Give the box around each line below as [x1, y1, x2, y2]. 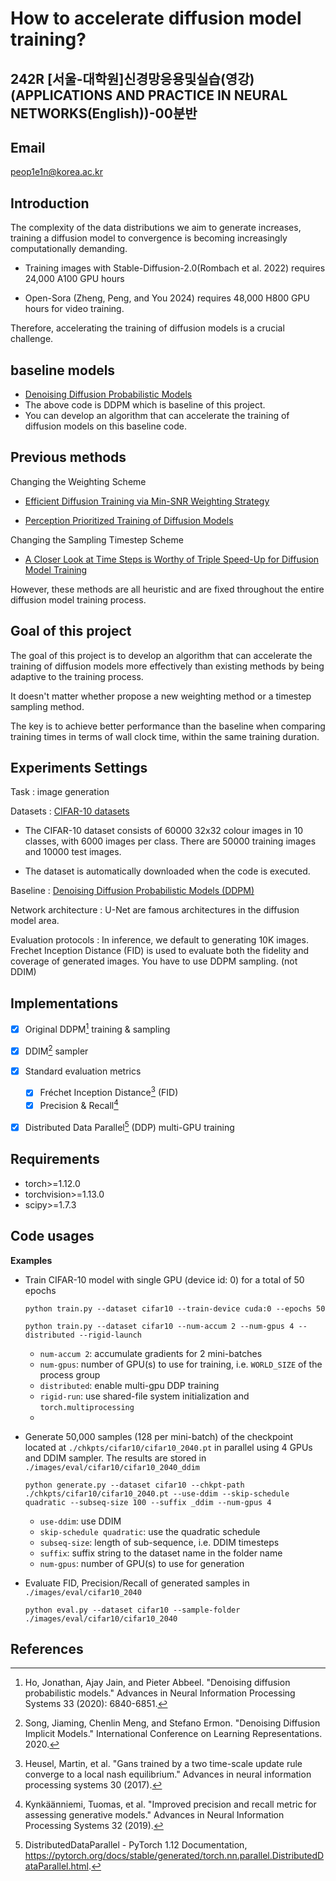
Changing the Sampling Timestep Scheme [10, 533, 184, 546]
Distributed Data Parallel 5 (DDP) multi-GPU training [24, 1120, 235, 1133]
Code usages [10, 1228, 95, 1245]
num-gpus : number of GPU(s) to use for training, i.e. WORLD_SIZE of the [39, 1358, 323, 1370]
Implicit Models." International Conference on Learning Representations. [24, 1728, 323, 1740]
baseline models [10, 362, 116, 379]
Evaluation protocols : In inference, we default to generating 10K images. [10, 934, 309, 946]
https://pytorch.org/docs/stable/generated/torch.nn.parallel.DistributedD [24, 1850, 325, 1862]
